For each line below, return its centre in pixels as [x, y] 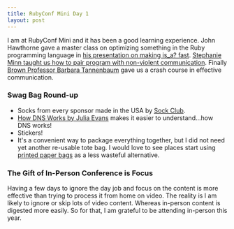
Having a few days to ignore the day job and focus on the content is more [113, 189]
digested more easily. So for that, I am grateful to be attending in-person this [117, 211]
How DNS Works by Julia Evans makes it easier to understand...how [115, 118]
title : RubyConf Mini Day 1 [48, 14]
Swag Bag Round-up [43, 95]
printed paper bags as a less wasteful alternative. [88, 155]
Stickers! [30, 133]
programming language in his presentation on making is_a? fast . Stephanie [115, 55]
